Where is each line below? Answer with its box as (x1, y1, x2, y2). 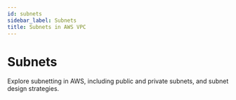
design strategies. (7, 85, 60, 93)
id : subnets (7, 10, 42, 18)
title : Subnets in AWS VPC (7, 23, 86, 30)
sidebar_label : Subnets (7, 17, 77, 24)
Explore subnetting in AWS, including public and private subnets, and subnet (7, 77, 229, 85)
